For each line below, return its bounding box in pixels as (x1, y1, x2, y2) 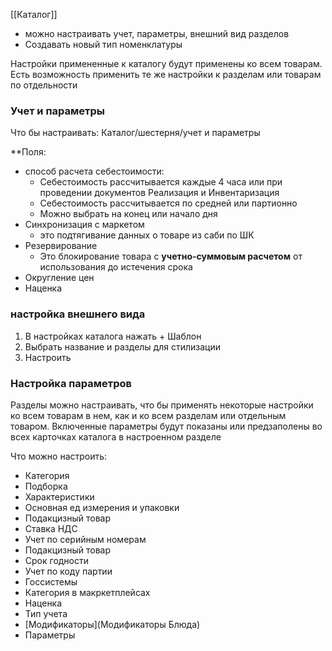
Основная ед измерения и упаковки (24, 501, 180, 513)
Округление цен (24, 272, 95, 284)
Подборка (24, 480, 68, 492)
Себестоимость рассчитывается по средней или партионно (39, 197, 298, 209)
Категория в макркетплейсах (24, 586, 151, 598)
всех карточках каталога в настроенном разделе (10, 430, 222, 443)
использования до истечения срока (39, 261, 193, 273)
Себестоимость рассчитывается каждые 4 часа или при (39, 176, 283, 188)
